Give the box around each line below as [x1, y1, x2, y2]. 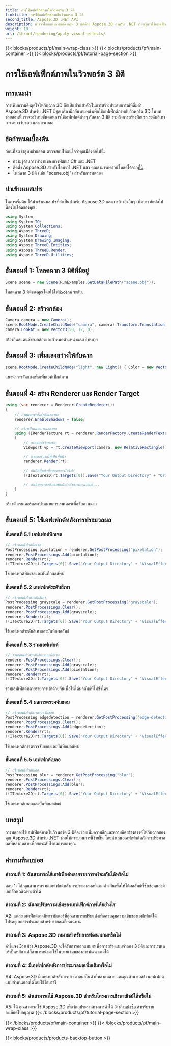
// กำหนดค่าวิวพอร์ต [23, 440, 56, 446]
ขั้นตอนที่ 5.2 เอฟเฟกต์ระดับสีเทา [5, 584, 70, 591]
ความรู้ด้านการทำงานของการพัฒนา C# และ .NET [12, 158, 96, 164]
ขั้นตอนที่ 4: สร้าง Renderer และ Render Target [5, 389, 140, 398]
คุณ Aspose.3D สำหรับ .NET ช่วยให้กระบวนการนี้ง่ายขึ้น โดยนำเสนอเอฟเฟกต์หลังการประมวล [5, 835, 165, 841]
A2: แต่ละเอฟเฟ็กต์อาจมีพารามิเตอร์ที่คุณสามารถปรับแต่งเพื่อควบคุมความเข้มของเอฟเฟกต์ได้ [5, 913, 157, 919]
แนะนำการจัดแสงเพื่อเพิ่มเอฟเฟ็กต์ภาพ [5, 374, 69, 380]
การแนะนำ [5, 89, 32, 97]
